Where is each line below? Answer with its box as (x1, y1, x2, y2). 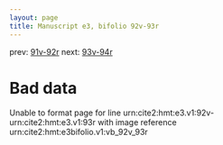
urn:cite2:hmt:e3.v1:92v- (123, 107, 215, 118)
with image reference (98, 117, 178, 128)
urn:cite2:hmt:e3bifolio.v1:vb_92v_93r (9, 127, 149, 138)
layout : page (9, 13, 59, 23)
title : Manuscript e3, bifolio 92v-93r (9, 22, 160, 31)
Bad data (9, 77, 78, 98)
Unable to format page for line (9, 107, 122, 118)
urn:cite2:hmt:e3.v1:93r (9, 117, 97, 128)
